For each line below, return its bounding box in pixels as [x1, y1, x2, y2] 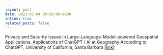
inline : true [5, 16, 32, 21]
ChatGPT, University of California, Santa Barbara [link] [5, 44, 115, 50]
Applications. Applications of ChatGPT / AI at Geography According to [5, 39, 147, 45]
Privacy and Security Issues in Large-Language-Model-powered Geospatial [5, 34, 158, 40]
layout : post [5, 7, 32, 12]
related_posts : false [5, 20, 50, 26]
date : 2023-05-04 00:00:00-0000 [5, 12, 71, 17]
